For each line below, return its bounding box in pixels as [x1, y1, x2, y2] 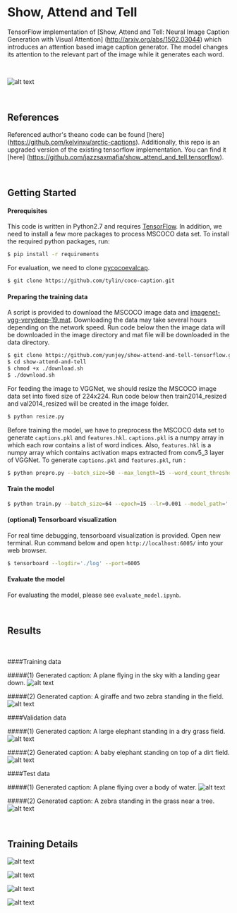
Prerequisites [7, 206, 48, 215]
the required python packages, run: [7, 237, 111, 246]
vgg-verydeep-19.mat [7, 315, 71, 325]
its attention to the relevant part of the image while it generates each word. [7, 50, 224, 59]
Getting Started [7, 187, 77, 199]
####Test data [7, 769, 51, 778]
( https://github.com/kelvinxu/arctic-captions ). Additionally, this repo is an [7, 138, 220, 146]
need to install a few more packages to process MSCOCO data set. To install [7, 230, 229, 238]
